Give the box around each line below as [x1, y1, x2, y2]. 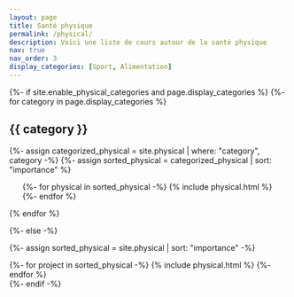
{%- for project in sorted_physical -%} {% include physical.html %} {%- [9, 259, 272, 270]
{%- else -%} [9, 225, 58, 236]
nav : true [9, 46, 46, 55]
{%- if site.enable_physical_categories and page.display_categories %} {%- [9, 86, 286, 98]
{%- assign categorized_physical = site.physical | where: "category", [9, 145, 260, 156]
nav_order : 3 [9, 54, 58, 63]
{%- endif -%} [9, 278, 62, 289]
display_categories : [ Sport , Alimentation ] [9, 63, 173, 72]
